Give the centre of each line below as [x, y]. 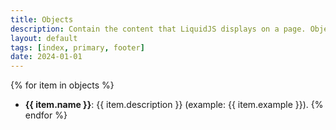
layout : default [44, 38]
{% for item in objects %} [62, 85]
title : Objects [42, 19]
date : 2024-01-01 [46, 57]
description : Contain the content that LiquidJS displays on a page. [158, 29]
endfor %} [46, 115]
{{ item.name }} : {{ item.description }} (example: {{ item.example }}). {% [174, 105]
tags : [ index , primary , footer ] [77, 47]
